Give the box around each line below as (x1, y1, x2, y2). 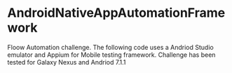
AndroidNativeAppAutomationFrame (7, 5, 226, 21)
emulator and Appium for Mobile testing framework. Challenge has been (7, 51, 216, 59)
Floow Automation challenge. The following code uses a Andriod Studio (7, 43, 214, 51)
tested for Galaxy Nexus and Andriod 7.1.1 (7, 58, 126, 66)
